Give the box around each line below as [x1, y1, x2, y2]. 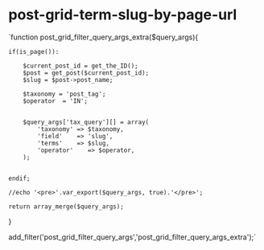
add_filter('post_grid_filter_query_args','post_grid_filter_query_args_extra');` [8, 232, 257, 242]
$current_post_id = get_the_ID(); [23, 62, 138, 70]
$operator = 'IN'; [23, 96, 89, 105]
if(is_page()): [8, 47, 60, 55]
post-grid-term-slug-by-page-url [8, 6, 237, 24]
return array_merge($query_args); [8, 203, 125, 211]
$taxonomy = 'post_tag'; [23, 90, 106, 98]
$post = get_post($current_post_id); [23, 68, 150, 77]
